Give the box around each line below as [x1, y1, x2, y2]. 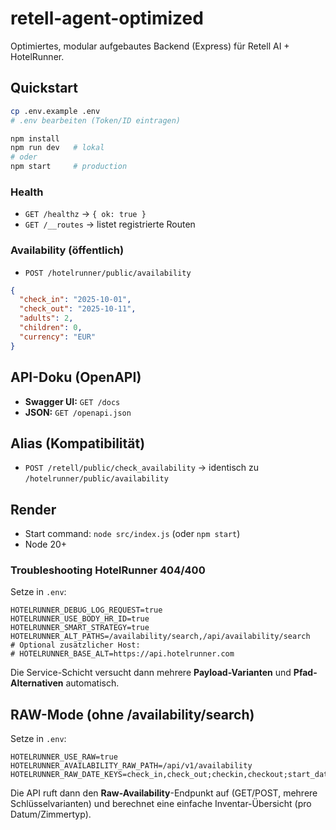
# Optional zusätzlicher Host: [10, 640, 141, 651]
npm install [10, 133, 60, 144]
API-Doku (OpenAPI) [10, 369, 142, 386]
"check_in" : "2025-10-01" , [19, 295, 132, 305]
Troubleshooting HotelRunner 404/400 [10, 563, 206, 577]
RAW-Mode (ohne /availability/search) [10, 706, 255, 723]
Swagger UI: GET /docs [24, 395, 121, 407]
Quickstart [10, 80, 79, 97]
